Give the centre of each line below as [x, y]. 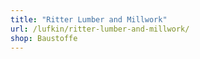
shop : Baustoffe [44, 38]
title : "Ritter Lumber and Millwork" [89, 19]
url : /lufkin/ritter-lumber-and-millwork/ [100, 29]
